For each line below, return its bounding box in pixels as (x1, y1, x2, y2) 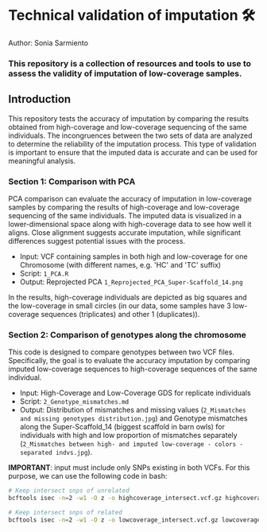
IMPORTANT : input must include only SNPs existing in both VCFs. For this (8, 463, 250, 472)
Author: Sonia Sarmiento (8, 37, 89, 48)
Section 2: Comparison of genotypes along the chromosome (8, 329, 246, 340)
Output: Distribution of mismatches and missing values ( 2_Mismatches (19, 405, 246, 415)
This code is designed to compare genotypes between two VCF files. (8, 347, 234, 357)
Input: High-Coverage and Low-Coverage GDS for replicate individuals (19, 388, 252, 398)
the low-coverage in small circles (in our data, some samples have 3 (8, 300, 232, 311)
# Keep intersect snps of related (8, 509, 123, 517)
